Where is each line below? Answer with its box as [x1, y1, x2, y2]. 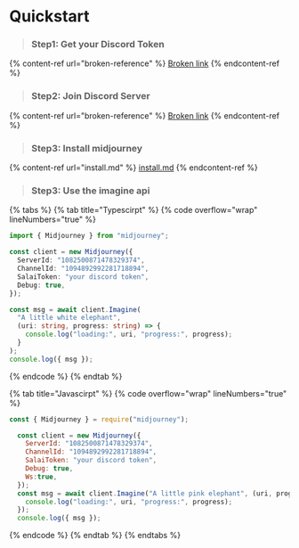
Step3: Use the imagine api [30, 184, 150, 197]
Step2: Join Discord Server [30, 90, 150, 102]
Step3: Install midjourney [30, 142, 143, 154]
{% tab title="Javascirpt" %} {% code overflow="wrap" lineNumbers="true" [9, 388, 287, 398]
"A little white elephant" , [17, 314, 122, 323]
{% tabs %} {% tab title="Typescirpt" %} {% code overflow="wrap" [9, 205, 258, 216]
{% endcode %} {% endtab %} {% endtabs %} [9, 530, 181, 541]
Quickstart [9, 6, 91, 27]
